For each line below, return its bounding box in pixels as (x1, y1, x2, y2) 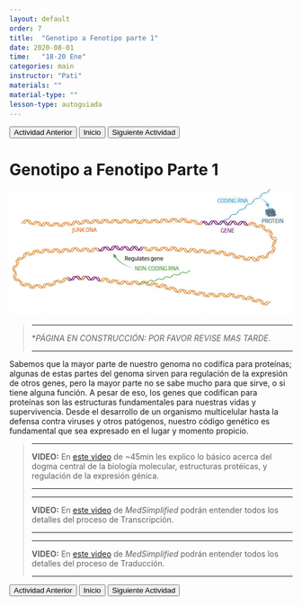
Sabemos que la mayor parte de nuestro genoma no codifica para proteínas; (9, 358, 292, 369)
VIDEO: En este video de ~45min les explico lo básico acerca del (31, 450, 272, 462)
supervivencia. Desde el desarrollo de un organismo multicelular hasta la (9, 405, 279, 417)
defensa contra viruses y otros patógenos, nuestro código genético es (9, 415, 271, 426)
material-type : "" (9, 90, 78, 99)
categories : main (9, 62, 75, 71)
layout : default (9, 14, 70, 23)
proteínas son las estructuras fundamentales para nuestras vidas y (9, 397, 256, 407)
